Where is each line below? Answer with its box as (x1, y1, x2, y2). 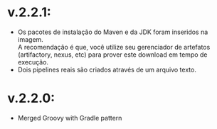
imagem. (17, 35, 44, 43)
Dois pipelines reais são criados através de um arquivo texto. (17, 65, 197, 74)
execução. (17, 57, 48, 66)
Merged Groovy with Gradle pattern (17, 113, 122, 122)
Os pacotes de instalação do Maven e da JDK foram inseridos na (17, 28, 208, 36)
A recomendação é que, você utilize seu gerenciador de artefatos (17, 43, 211, 51)
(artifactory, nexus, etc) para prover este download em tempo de (17, 50, 208, 59)
